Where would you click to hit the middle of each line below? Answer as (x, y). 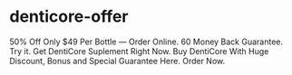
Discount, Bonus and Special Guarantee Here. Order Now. (117, 61)
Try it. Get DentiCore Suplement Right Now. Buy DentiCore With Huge (139, 51)
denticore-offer (69, 17)
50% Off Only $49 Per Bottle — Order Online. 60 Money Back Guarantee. (146, 42)
